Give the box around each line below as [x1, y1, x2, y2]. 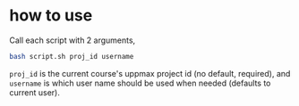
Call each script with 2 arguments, [9, 35, 136, 45]
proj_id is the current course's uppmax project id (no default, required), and [9, 68, 291, 78]
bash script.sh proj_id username [9, 52, 134, 61]
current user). [9, 86, 60, 98]
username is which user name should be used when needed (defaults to [9, 77, 271, 88]
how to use [9, 5, 93, 26]
